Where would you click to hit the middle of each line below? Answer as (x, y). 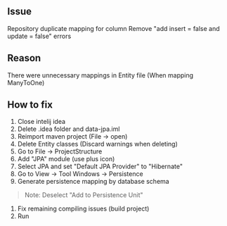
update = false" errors (39, 36)
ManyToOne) (26, 82)
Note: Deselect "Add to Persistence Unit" (84, 195)
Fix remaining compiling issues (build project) (83, 209)
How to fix (30, 105)
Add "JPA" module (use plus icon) (66, 159)
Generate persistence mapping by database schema (93, 182)
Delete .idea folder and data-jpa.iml (69, 129)
